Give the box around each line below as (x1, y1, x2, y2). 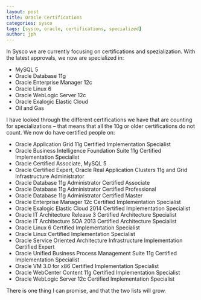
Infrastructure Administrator (14, 173, 85, 180)
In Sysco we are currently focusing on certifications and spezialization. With (6, 48, 196, 55)
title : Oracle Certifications (6, 14, 83, 21)
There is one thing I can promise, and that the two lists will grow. (6, 287, 167, 295)
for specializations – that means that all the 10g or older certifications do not (6, 123, 195, 130)
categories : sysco (6, 20, 53, 26)
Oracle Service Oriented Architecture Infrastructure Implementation (14, 237, 183, 244)
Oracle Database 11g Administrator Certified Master (14, 192, 143, 199)
